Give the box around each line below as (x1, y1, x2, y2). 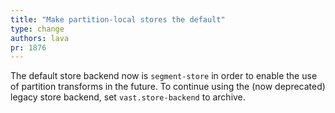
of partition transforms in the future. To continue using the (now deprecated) (10, 81, 326, 93)
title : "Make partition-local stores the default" (10, 14, 226, 25)
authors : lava (10, 33, 70, 43)
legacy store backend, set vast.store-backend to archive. (10, 91, 246, 103)
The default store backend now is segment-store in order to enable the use (10, 70, 318, 82)
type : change (10, 24, 65, 34)
